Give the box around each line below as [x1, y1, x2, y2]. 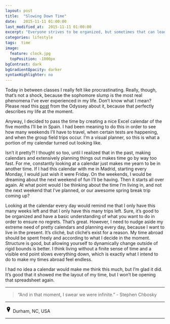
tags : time [5, 41, 30, 46]
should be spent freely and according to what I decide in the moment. [5, 235, 151, 241]
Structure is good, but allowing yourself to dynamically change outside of [5, 240, 158, 246]
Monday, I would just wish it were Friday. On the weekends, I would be [5, 171, 152, 177]
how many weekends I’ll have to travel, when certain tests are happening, [5, 129, 158, 135]
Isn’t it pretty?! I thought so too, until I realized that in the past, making [5, 150, 151, 156]
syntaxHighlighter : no [5, 73, 53, 78]
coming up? [5, 193, 30, 199]
